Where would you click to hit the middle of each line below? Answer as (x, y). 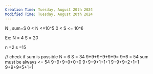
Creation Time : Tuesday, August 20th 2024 (49, 10)
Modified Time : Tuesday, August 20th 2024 (49, 14)
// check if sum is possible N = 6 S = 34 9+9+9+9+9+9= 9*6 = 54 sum (77, 56)
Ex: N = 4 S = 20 (22, 38)
